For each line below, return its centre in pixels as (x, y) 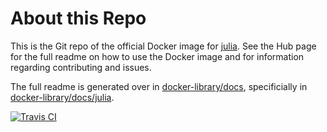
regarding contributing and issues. (81, 67)
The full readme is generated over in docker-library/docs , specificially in (159, 86)
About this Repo (78, 18)
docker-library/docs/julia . (62, 97)
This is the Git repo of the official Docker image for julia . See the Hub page (163, 46)
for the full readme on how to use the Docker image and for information (157, 56)
